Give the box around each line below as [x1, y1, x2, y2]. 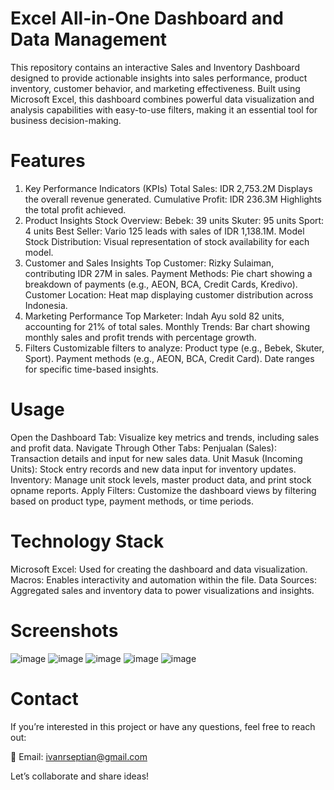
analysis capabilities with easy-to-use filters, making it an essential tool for [10, 103, 318, 116]
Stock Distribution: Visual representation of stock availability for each [24, 235, 310, 247]
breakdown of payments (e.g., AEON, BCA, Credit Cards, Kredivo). [24, 278, 298, 290]
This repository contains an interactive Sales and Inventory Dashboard [10, 61, 300, 73]
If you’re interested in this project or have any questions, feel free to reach [10, 720, 316, 732]
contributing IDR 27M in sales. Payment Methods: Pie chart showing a [24, 267, 313, 279]
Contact [10, 687, 79, 710]
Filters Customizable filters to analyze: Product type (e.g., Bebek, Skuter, [24, 342, 325, 354]
